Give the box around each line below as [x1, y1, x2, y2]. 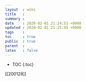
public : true [5, 39, 36, 44]
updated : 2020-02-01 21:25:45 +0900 [5, 25, 82, 30]
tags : [5, 30, 25, 35]
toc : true [5, 35, 36, 40]
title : [5, 12, 25, 17]
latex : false [5, 48, 38, 53]
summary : [5, 16, 25, 21]
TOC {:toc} [12, 61, 34, 67]
